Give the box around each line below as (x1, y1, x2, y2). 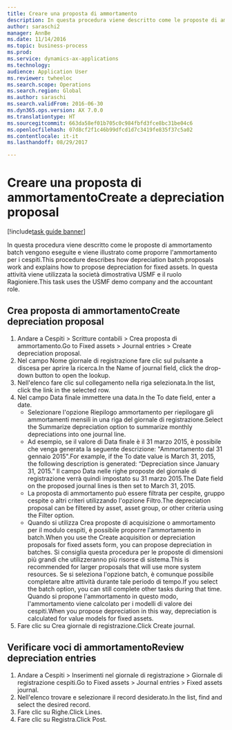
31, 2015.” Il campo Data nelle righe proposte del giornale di (27, 467, 197, 475)
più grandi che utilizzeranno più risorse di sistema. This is (27, 555, 190, 564)
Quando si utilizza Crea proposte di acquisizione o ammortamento (27, 518, 216, 527)
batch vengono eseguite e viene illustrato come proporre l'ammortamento (7, 248, 217, 257)
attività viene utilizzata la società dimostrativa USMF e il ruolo (7, 270, 182, 279)
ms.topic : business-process (7, 42, 88, 49)
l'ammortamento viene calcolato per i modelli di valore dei (27, 599, 193, 607)
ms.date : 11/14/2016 (7, 36, 67, 43)
